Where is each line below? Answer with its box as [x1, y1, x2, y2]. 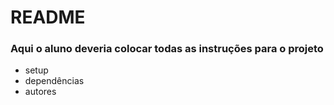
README [10, 6, 86, 29]
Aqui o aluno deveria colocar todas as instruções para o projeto [10, 42, 324, 56]
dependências [24, 75, 85, 87]
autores [24, 86, 57, 98]
